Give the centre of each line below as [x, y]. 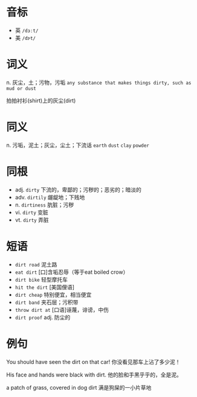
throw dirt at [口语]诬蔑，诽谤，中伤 [62, 309]
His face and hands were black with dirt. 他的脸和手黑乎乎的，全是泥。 [94, 375]
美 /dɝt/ [25, 37]
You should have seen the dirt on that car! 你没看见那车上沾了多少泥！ [93, 362]
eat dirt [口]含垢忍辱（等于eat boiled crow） [72, 272]
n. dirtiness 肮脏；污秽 [44, 205]
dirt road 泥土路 [36, 264]
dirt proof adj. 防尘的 [43, 317]
